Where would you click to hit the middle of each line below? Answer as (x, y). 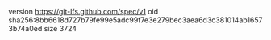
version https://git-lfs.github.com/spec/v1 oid (83, 12)
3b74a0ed (25, 28)
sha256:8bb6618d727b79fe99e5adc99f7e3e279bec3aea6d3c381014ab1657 (135, 20)
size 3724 (60, 28)
